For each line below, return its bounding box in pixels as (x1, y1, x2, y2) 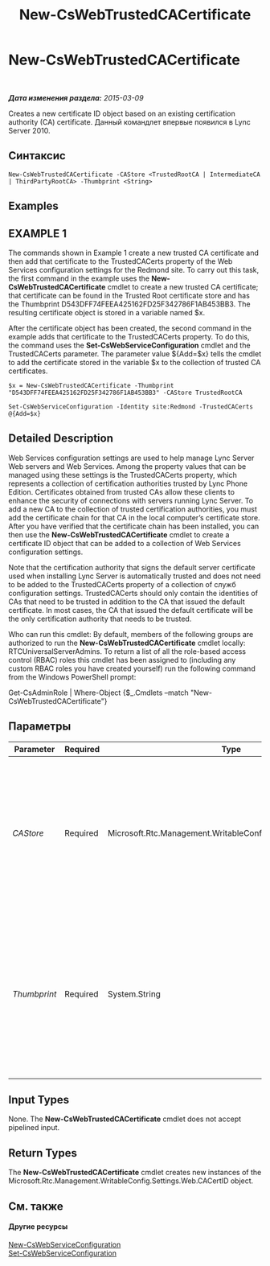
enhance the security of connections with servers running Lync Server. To (8, 495, 254, 505)
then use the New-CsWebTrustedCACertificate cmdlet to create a (8, 529, 230, 540)
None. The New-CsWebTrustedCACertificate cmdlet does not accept (8, 1114, 242, 1124)
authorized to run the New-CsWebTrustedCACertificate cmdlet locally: (8, 638, 246, 647)
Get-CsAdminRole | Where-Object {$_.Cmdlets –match (8, 688, 189, 697)
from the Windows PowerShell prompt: (8, 672, 137, 681)
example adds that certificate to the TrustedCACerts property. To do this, (8, 331, 251, 341)
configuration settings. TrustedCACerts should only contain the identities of (8, 588, 259, 598)
